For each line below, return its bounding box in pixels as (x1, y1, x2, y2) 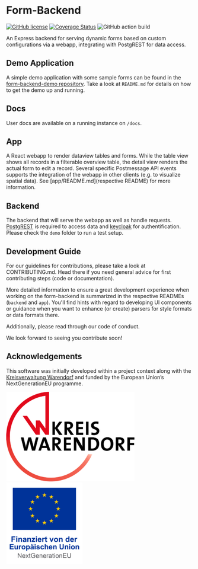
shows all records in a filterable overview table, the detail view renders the (6, 158, 188, 166)
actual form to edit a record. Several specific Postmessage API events (6, 165, 177, 172)
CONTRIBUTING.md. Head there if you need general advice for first (6, 268, 171, 276)
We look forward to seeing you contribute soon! (6, 334, 123, 341)
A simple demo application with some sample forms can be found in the (6, 73, 181, 81)
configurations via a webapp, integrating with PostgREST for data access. (6, 41, 186, 48)
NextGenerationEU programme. (6, 380, 83, 387)
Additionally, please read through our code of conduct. (6, 323, 140, 330)
